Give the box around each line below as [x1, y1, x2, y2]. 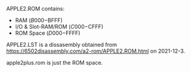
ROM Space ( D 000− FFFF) [15, 29, 81, 37]
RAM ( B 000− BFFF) [15, 17, 63, 23]
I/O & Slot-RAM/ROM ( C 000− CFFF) [15, 23, 104, 30]
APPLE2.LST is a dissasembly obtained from [6, 41, 117, 48]
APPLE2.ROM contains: [6, 5, 65, 12]
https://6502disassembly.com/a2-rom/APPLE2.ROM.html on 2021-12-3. [6, 47, 186, 55]
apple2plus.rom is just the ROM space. [6, 59, 103, 66]
